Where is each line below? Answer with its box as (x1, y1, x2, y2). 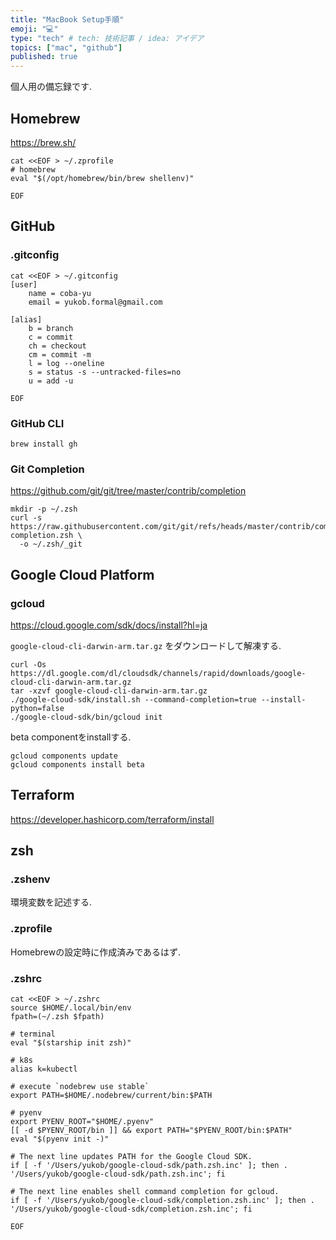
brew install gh (10, 439, 78, 449)
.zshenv (10, 872, 51, 886)
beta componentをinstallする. (10, 731, 132, 743)
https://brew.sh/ (10, 136, 77, 148)
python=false (10, 703, 65, 713)
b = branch (28, 323, 74, 333)
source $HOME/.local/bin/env (10, 1003, 132, 1013)
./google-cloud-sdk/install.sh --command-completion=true (10, 694, 257, 705)
